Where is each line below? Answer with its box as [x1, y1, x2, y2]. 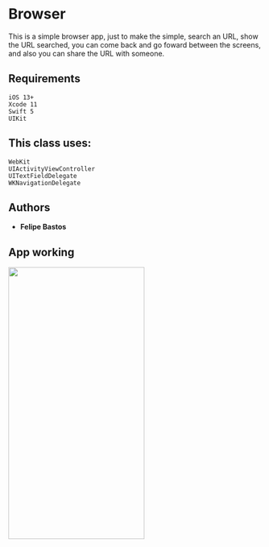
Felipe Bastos [19, 222, 67, 232]
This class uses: [8, 136, 92, 150]
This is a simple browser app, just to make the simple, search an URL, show [8, 31, 259, 41]
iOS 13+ [8, 93, 35, 102]
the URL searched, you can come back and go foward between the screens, [8, 39, 262, 49]
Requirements [8, 72, 81, 85]
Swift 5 [8, 107, 35, 115]
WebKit [8, 158, 31, 166]
